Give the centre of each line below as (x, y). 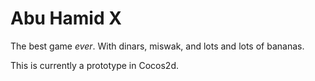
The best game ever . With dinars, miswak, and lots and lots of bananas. (157, 46)
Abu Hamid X (66, 18)
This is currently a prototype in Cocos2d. (95, 65)
